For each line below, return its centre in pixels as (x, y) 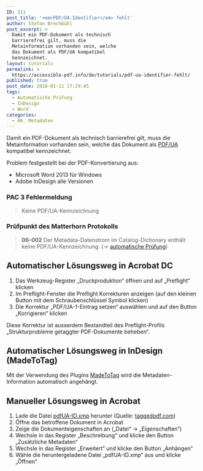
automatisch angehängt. (67, 382)
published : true (27, 80)
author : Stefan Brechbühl (39, 23)
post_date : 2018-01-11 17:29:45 (48, 87)
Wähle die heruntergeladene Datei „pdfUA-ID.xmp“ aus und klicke (98, 455)
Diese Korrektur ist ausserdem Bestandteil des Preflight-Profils (86, 325)
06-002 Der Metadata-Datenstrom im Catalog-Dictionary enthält (103, 239)
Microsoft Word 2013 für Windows (59, 175)
